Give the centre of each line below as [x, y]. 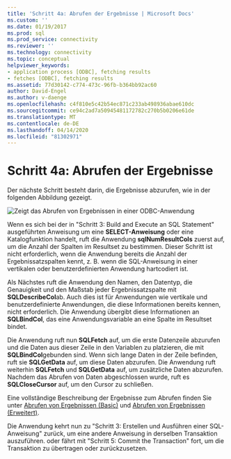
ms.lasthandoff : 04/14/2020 [48, 130]
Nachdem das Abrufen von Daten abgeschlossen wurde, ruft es [98, 377]
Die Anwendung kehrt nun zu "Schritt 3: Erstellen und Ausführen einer [108, 426]
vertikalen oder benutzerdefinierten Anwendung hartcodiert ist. [98, 269]
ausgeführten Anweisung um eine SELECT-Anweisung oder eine [101, 232]
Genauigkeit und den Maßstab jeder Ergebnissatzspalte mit [92, 290]
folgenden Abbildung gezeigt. [50, 198]
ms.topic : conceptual [39, 59]
